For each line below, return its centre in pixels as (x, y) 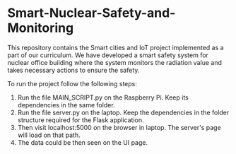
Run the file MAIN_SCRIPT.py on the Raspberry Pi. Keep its (103, 97)
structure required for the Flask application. (81, 120)
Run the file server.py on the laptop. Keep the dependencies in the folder (123, 112)
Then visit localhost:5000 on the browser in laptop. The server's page (119, 127)
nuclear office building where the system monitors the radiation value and (115, 62)
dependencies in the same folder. (66, 105)
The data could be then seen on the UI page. (83, 142)
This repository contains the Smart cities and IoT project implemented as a (116, 47)
